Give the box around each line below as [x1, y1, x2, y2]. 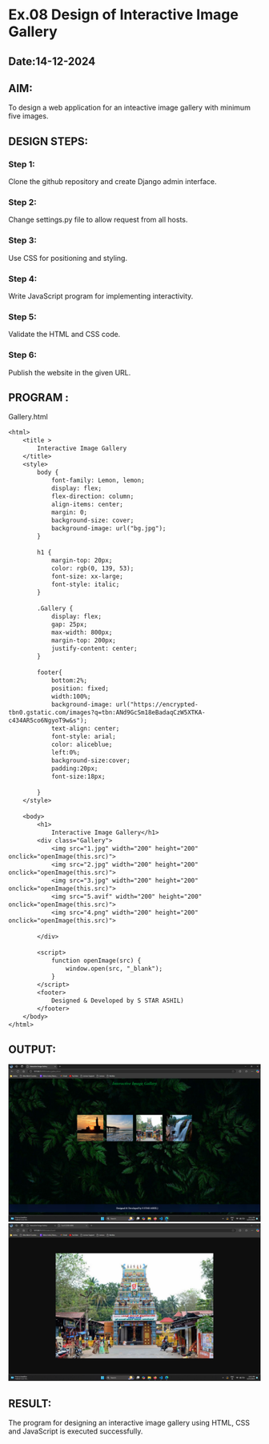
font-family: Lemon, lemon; [50, 476, 146, 485]
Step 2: [8, 197, 38, 207]
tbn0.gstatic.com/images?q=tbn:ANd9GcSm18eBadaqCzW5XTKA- [8, 708, 206, 717]
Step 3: [8, 235, 38, 246]
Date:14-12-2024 [8, 54, 96, 68]
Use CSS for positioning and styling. [8, 253, 128, 263]
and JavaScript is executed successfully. [8, 1426, 143, 1436]
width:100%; [50, 692, 91, 701]
